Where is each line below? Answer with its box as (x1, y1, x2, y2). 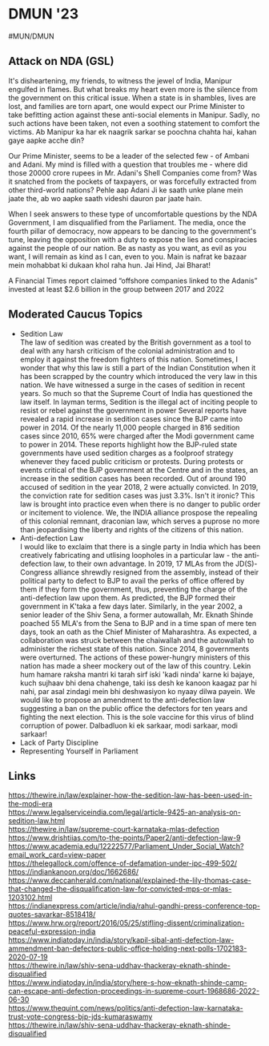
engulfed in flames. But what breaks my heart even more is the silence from (8, 84, 259, 94)
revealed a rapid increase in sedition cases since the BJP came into (19, 414, 243, 423)
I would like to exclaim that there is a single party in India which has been (19, 542, 261, 551)
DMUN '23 (8, 5, 78, 23)
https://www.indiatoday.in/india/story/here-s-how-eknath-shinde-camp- (8, 978, 248, 987)
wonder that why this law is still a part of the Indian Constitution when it (19, 362, 256, 373)
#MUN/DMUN (8, 31, 54, 41)
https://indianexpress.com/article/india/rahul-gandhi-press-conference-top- (8, 901, 260, 911)
